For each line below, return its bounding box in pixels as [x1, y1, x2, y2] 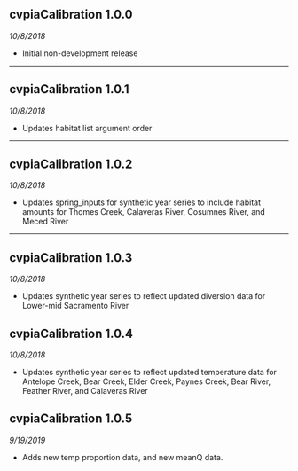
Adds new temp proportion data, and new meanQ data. [21, 451, 223, 462]
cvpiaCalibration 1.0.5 [9, 412, 133, 427]
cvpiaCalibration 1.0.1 [9, 82, 129, 97]
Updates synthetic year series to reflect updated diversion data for [21, 291, 266, 302]
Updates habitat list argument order [21, 122, 153, 133]
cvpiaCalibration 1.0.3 [9, 250, 133, 265]
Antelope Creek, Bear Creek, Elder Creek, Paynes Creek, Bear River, [21, 376, 271, 387]
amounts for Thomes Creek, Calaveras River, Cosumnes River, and [21, 207, 266, 217]
